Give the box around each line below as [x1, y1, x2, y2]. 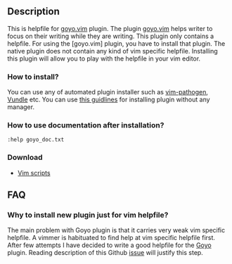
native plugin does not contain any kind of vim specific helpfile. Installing [7, 46, 218, 55]
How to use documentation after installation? [7, 120, 165, 130]
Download [7, 153, 44, 163]
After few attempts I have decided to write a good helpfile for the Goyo [7, 241, 212, 249]
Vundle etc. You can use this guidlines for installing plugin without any [7, 95, 210, 104]
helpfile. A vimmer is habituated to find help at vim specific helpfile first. [7, 234, 216, 242]
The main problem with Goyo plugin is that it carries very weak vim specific [7, 226, 226, 234]
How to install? [7, 72, 59, 82]
